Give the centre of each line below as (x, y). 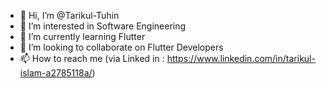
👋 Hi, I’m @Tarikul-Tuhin (69, 15)
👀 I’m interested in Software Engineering (103, 26)
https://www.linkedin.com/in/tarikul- (241, 58)
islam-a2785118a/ (56, 73)
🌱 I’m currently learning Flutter (82, 36)
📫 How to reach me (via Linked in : (92, 58)
